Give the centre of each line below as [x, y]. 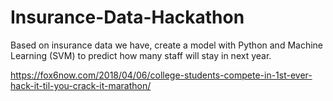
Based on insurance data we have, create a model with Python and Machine [166, 45]
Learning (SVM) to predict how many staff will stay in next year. [141, 55]
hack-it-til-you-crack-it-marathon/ [81, 85]
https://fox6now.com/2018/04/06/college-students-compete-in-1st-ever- [161, 75]
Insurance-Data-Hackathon [127, 17]
